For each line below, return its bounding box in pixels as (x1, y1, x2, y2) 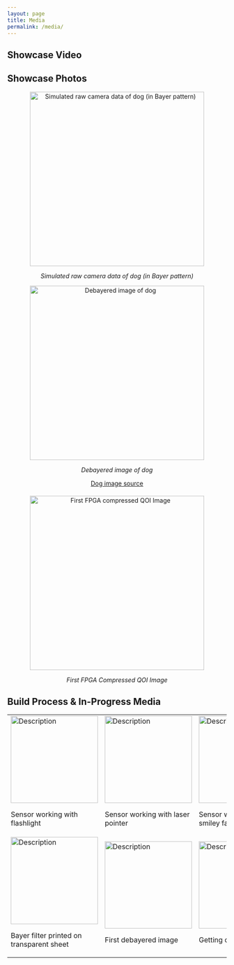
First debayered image (104, 935, 179, 945)
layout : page (7, 10, 45, 17)
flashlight (10, 819, 41, 828)
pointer (104, 819, 129, 828)
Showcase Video (7, 49, 82, 61)
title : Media (7, 17, 45, 24)
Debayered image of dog (81, 465, 153, 474)
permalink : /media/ (7, 23, 64, 30)
